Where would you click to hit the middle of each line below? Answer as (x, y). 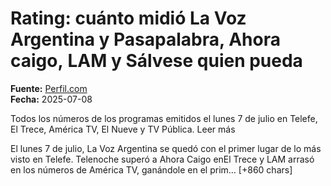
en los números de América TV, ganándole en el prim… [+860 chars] (151, 169)
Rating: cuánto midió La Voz (128, 18)
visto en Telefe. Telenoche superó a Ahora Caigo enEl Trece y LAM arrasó (162, 159)
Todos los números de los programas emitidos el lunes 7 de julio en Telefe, (164, 118)
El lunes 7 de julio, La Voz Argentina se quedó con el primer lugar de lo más (166, 148)
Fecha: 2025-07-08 (51, 99)
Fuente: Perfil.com (49, 88)
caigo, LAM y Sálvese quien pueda (156, 61)
